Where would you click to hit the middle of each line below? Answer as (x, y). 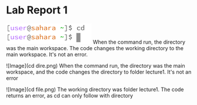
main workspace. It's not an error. (47, 54)
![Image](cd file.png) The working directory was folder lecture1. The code (95, 89)
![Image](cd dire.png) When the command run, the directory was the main (96, 65)
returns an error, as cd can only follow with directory (70, 95)
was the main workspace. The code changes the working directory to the (95, 48)
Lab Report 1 (37, 10)
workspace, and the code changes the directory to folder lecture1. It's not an (99, 72)
